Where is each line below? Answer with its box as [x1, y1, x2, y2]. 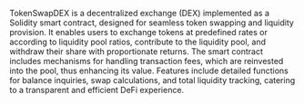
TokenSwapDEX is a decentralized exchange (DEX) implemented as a [9, 8, 270, 18]
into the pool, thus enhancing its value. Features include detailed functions [9, 65, 289, 76]
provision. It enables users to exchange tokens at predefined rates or [9, 27, 269, 37]
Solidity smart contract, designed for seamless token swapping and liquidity [9, 17, 294, 28]
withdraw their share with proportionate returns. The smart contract [9, 46, 264, 57]
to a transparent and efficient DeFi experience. [9, 85, 185, 95]
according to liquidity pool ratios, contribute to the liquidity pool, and [9, 36, 267, 47]
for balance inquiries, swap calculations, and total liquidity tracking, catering [9, 75, 296, 85]
